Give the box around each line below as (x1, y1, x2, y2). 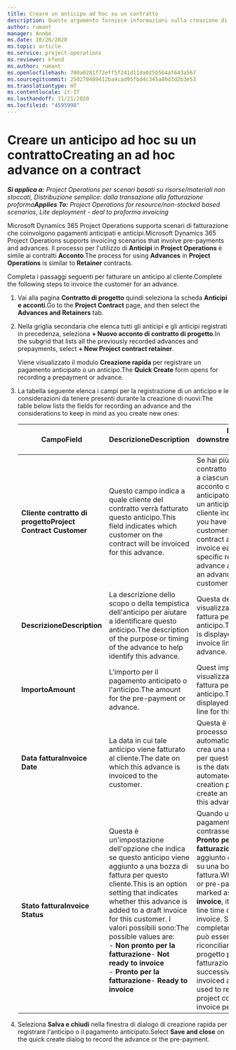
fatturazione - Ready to (108, 975, 188, 985)
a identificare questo (108, 616, 177, 626)
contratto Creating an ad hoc (7, 147, 176, 163)
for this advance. (108, 547, 165, 557)
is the (196, 762, 215, 772)
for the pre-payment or (108, 693, 186, 703)
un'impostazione (108, 835, 164, 845)
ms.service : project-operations (7, 50, 102, 57)
